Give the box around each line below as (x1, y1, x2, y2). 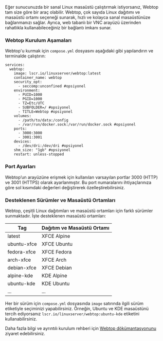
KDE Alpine (41, 272, 67, 279)
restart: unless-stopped (14, 152, 64, 157)
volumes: (14, 114, 32, 119)
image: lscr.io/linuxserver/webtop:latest (14, 71, 101, 76)
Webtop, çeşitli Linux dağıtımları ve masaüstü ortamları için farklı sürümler (5, 208, 153, 214)
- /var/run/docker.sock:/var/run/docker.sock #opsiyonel (18, 122, 136, 127)
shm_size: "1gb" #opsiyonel (14, 148, 71, 153)
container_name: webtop (14, 75, 62, 80)
